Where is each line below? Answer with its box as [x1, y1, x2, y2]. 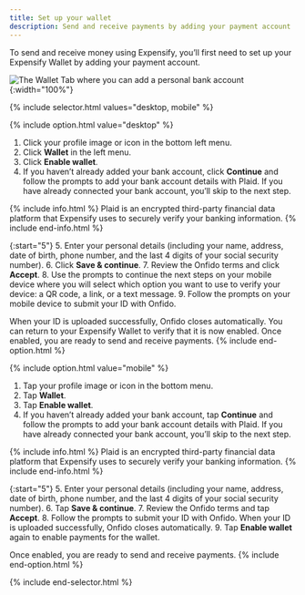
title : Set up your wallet [9, 13, 112, 23]
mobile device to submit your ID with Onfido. [9, 298, 177, 309]
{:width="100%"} [9, 84, 74, 95]
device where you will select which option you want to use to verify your [9, 279, 280, 290]
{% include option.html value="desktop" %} [9, 119, 174, 130]
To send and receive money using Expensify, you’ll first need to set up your [9, 46, 292, 57]
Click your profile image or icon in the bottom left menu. [22, 137, 232, 148]
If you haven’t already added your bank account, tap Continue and [22, 409, 273, 420]
